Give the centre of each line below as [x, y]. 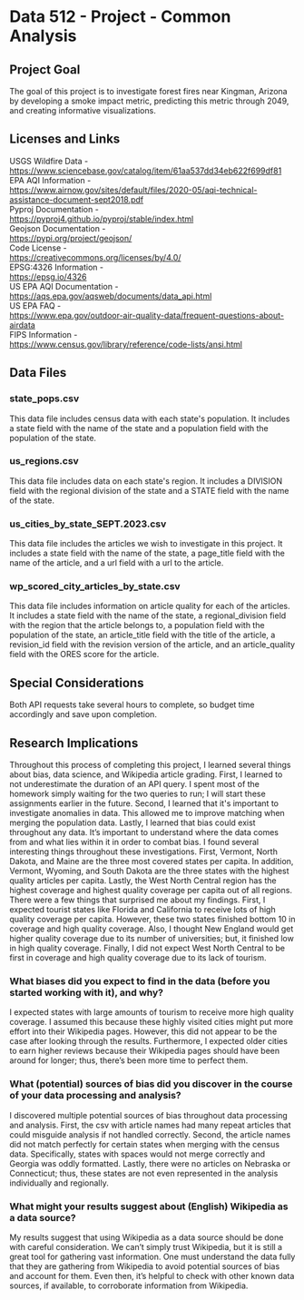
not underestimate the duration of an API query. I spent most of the [135, 784]
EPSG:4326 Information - [57, 267]
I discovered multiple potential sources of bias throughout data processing [148, 1115]
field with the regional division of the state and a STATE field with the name [149, 490]
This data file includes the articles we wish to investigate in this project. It [146, 544]
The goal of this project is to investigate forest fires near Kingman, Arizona [148, 91]
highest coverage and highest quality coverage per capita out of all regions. [151, 891]
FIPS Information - [44, 334]
